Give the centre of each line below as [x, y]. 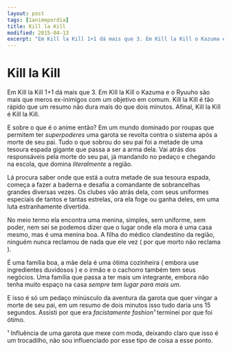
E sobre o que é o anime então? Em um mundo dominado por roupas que [111, 127]
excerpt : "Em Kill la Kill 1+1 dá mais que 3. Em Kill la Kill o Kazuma [113, 39]
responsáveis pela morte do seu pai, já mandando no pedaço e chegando [111, 157]
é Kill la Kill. [23, 114]
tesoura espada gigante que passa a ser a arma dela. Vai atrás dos [101, 149]
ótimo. [16, 320]
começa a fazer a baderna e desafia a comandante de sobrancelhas [104, 185]
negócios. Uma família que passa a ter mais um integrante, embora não [108, 277]
